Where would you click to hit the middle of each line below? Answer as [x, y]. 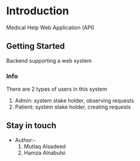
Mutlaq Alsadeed [45, 146]
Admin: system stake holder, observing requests [74, 101]
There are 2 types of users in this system [57, 89]
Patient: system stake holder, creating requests [73, 107]
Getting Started [36, 46]
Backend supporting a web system [49, 60]
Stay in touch [31, 126]
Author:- [25, 140]
